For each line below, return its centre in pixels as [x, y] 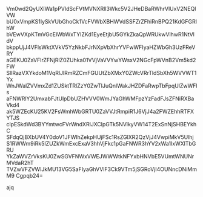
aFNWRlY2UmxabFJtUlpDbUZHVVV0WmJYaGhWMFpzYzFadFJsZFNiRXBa [100, 98]
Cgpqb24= [30, 176]
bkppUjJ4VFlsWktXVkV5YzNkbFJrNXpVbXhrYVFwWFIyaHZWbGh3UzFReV [101, 47]
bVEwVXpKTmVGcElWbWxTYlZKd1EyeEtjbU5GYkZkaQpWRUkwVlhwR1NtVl [101, 34]
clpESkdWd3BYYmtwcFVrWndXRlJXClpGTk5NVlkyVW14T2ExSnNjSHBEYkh [101, 124]
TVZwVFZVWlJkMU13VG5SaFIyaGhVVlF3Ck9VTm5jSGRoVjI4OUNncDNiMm [101, 169]
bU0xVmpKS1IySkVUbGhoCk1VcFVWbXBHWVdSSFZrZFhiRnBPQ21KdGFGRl [101, 21]
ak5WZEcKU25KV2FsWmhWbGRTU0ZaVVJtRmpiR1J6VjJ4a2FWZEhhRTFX [100, 111]
